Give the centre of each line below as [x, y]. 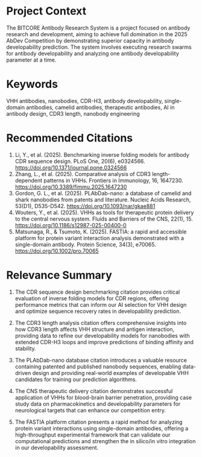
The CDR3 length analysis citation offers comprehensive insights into [101, 323]
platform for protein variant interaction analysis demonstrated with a [99, 238]
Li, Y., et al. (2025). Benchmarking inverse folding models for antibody [102, 154]
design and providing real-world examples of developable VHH [110, 373]
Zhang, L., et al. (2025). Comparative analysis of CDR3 [83, 174]
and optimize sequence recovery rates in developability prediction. [98, 311]
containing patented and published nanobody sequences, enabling [98, 367]
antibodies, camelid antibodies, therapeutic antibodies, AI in [100, 107]
